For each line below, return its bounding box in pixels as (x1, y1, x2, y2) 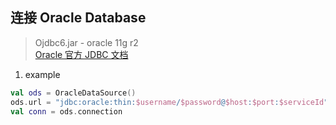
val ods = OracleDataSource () (10, 88, 137, 98)
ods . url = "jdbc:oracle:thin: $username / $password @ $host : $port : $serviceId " (10, 97, 329, 107)
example (24, 68, 61, 80)
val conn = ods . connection (10, 106, 123, 117)
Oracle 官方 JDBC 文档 (34, 48, 129, 60)
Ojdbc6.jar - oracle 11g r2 (34, 36, 139, 48)
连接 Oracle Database (10, 9, 147, 27)
